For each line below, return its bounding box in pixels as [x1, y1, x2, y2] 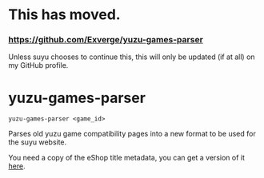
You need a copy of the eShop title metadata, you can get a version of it [8, 153, 246, 163]
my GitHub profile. [8, 61, 69, 70]
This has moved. [8, 6, 122, 24]
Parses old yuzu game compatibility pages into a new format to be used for [8, 129, 256, 139]
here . [8, 161, 26, 171]
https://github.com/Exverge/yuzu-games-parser [8, 34, 204, 45]
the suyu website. [8, 137, 67, 147]
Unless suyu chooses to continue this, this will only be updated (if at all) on [8, 52, 255, 61]
